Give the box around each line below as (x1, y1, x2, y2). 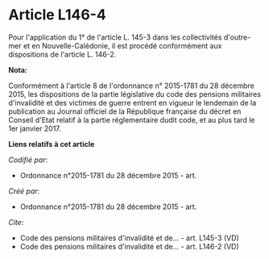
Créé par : (8, 186, 40, 195)
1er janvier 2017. (8, 123, 62, 133)
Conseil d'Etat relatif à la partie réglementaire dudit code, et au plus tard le (8, 115, 255, 124)
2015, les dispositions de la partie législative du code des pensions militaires (8, 89, 262, 98)
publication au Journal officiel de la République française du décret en (8, 107, 242, 116)
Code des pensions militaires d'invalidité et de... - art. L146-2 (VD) (19, 241, 239, 251)
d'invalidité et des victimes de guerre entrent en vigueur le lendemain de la (8, 98, 257, 107)
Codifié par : (8, 155, 48, 165)
